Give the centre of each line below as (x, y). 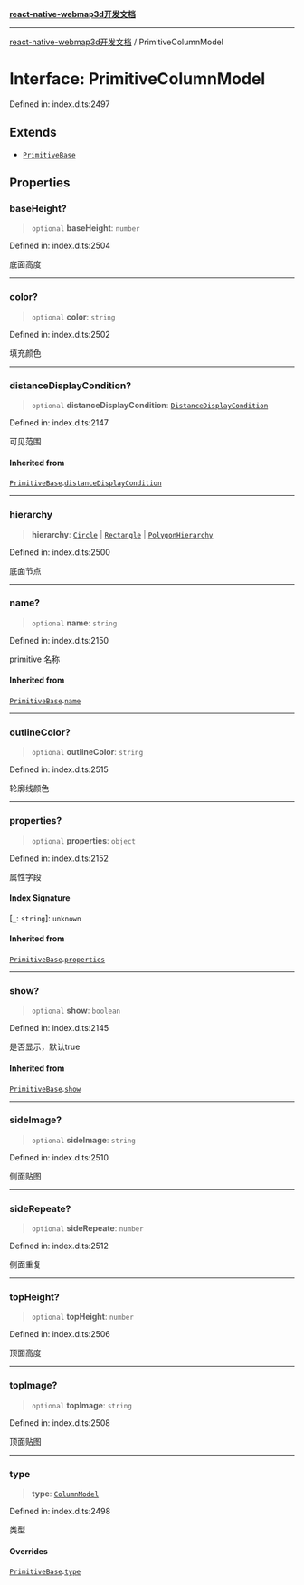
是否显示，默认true (45, 1047)
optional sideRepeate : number (87, 1228)
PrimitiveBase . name (45, 701)
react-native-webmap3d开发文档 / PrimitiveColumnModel (117, 42)
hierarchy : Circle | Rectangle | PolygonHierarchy (122, 534)
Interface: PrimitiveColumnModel (138, 79)
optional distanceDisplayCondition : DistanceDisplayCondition (150, 406)
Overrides (28, 1551)
